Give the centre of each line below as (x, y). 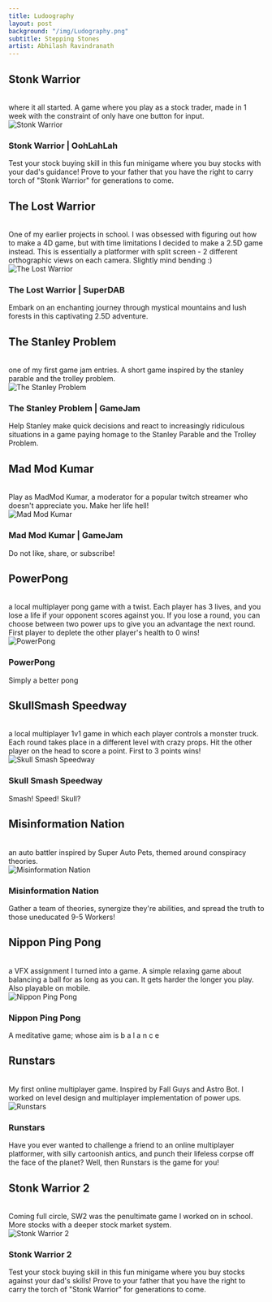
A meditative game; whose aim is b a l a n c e (84, 1035)
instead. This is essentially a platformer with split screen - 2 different (123, 252)
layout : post (30, 24)
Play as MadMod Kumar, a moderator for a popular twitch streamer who (128, 497)
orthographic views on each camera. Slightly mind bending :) (110, 260)
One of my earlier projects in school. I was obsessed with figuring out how (133, 234)
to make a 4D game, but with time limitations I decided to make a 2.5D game (136, 243)
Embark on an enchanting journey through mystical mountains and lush (127, 308)
